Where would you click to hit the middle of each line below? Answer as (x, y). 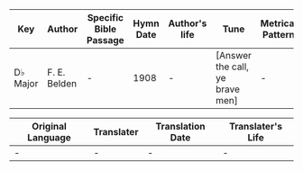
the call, (233, 67)
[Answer (234, 55)
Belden (62, 83)
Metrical (279, 23)
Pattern (279, 35)
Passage (106, 40)
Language (49, 137)
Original (49, 126)
